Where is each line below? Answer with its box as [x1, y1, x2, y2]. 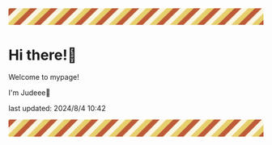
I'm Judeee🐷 [8, 88, 51, 97]
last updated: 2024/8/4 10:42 [8, 104, 107, 114]
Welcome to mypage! [8, 72, 79, 82]
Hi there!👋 [8, 46, 77, 64]
